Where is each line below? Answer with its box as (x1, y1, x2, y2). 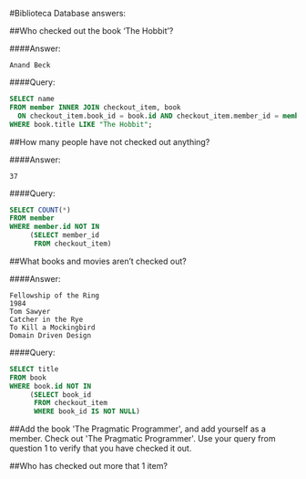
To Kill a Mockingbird (9, 323, 96, 332)
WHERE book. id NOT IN (9, 381, 92, 390)
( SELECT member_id (29, 231, 100, 240)
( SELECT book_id (29, 390, 92, 400)
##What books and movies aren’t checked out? (9, 255, 187, 266)
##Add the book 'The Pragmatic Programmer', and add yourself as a (9, 423, 267, 434)
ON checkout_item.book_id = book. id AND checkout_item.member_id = (17, 111, 280, 120)
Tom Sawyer (9, 307, 51, 316)
